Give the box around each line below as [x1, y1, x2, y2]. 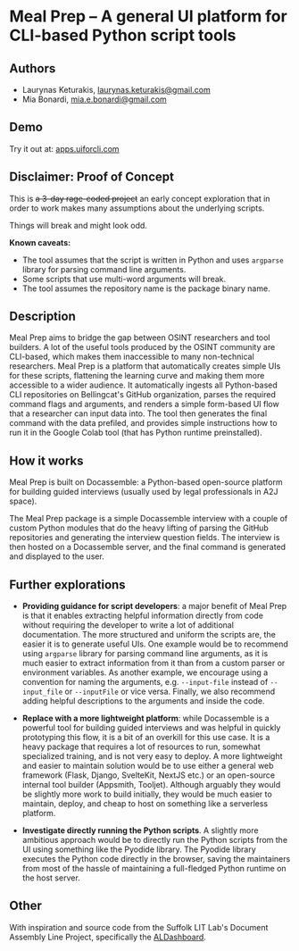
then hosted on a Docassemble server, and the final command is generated [9, 542, 287, 553]
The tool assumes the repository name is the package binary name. [21, 283, 270, 294]
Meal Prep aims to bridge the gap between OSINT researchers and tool [9, 332, 270, 343]
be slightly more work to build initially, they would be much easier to [21, 788, 272, 800]
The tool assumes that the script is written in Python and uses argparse [21, 254, 284, 265]
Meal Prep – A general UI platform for [9, 6, 287, 27]
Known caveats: [9, 237, 71, 247]
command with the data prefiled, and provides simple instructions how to [9, 418, 278, 429]
